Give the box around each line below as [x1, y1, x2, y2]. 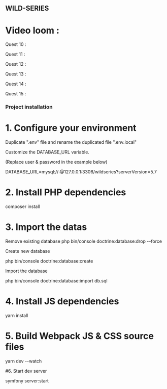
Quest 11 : [5, 51, 25, 58]
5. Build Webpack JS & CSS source [5, 330, 154, 342]
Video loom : [5, 24, 60, 36]
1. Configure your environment [5, 122, 137, 134]
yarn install [5, 313, 28, 318]
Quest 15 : [5, 91, 26, 97]
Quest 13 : [5, 71, 26, 77]
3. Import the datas [5, 221, 87, 233]
